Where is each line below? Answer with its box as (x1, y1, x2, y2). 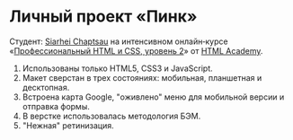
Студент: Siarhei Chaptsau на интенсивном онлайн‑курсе (9, 36, 228, 47)
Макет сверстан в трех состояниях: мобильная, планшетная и (22, 72, 262, 83)
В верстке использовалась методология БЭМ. (22, 110, 201, 121)
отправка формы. (22, 101, 90, 111)
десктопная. (22, 82, 70, 92)
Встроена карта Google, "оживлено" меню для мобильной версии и (22, 92, 285, 102)
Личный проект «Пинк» (9, 6, 198, 27)
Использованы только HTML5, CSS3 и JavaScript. (22, 63, 213, 74)
